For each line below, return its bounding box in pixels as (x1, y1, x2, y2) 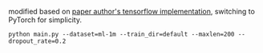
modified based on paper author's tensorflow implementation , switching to (8, 7, 255, 16)
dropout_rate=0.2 (8, 37, 67, 45)
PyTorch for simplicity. (8, 15, 83, 25)
